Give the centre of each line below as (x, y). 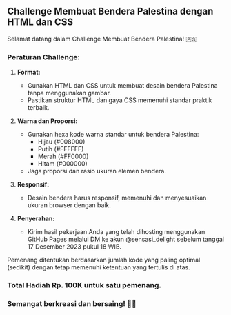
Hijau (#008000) (61, 142)
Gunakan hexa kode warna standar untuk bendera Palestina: (113, 135)
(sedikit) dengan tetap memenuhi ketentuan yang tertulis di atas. (99, 267)
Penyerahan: (36, 219)
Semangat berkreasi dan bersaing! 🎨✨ (72, 303)
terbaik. (38, 108)
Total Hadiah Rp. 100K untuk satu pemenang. (84, 285)
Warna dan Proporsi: (47, 121)
